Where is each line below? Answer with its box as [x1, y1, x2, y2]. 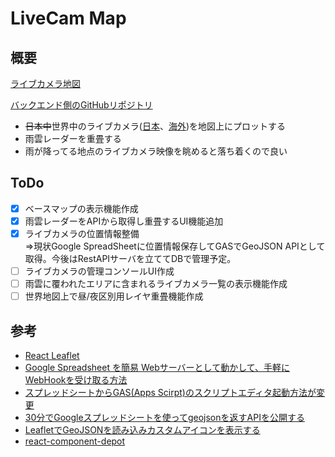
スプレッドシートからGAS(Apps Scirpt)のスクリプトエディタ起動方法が [24, 387, 317, 398]
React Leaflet [24, 350, 80, 361]
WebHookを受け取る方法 [24, 374, 128, 386]
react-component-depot [24, 435, 126, 447]
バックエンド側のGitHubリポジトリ [10, 99, 153, 111]
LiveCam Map [10, 7, 127, 30]
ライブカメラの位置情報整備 [24, 227, 140, 239]
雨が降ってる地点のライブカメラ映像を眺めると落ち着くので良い [24, 145, 288, 157]
